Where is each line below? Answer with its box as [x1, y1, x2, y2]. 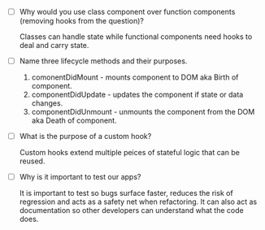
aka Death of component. [31, 115, 117, 125]
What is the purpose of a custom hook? [19, 132, 152, 141]
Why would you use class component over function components [19, 7, 236, 16]
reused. [19, 156, 46, 166]
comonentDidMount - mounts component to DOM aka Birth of [31, 72, 239, 82]
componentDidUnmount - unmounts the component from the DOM [31, 107, 255, 117]
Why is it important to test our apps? [19, 172, 141, 182]
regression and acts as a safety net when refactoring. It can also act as [19, 197, 258, 206]
